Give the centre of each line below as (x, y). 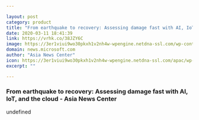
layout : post (22, 16)
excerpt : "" (21, 66)
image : (14, 44)
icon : (13, 60)
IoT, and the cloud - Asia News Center (62, 99)
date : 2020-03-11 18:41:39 (39, 33)
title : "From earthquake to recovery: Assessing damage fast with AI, (95, 28)
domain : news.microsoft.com (41, 50)
